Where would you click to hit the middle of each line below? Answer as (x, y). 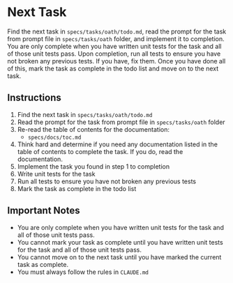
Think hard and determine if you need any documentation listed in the (118, 144)
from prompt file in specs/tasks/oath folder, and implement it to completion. (116, 38)
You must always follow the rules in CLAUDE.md (83, 272)
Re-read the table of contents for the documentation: (93, 129)
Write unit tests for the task (56, 174)
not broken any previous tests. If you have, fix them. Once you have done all (116, 61)
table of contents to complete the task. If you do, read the (100, 151)
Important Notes (44, 211)
